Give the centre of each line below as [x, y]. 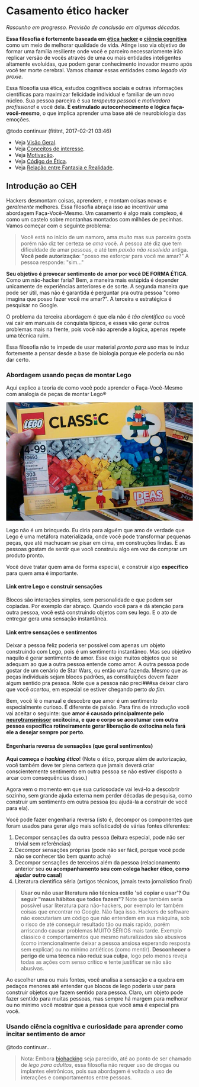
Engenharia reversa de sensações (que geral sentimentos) [80, 746]
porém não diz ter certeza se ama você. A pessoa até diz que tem [101, 243]
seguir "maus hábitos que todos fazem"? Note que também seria [102, 899]
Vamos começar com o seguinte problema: [59, 226]
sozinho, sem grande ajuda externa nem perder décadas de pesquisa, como [99, 796]
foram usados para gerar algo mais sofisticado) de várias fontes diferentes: [98, 826]
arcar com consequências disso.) [47, 778]
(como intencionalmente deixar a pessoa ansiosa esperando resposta [105, 943]
